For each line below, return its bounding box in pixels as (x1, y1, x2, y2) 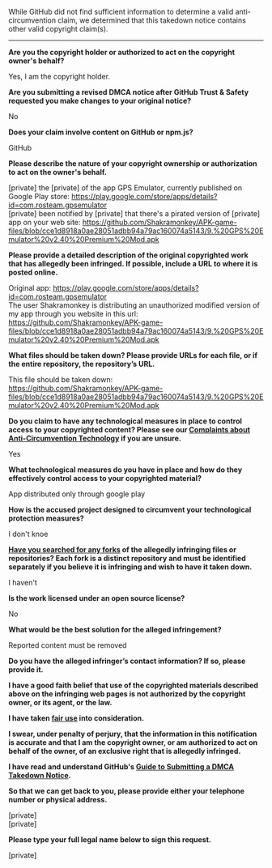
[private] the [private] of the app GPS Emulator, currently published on (8, 183, 243, 193)
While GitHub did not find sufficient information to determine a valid (8, 7, 234, 16)
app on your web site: (8, 218, 81, 227)
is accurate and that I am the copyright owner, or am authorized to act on (8, 738, 258, 747)
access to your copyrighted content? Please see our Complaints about (8, 425, 251, 434)
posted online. (8, 267, 58, 277)
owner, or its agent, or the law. (8, 698, 113, 707)
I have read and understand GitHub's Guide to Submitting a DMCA (8, 762, 235, 772)
